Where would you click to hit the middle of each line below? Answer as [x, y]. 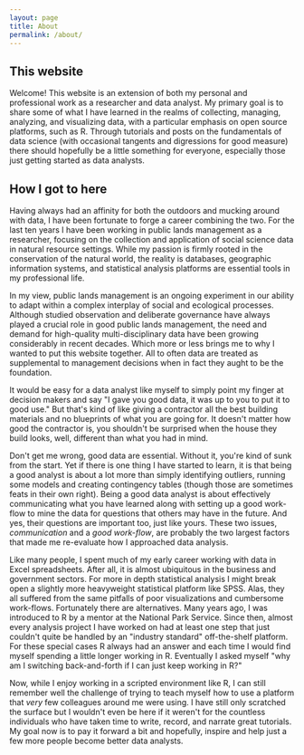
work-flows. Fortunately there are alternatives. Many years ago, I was [139, 608]
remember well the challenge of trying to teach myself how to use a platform [152, 693]
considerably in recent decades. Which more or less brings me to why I [142, 344]
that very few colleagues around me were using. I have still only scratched [148, 702]
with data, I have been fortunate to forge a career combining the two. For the [152, 220]
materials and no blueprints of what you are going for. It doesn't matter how [150, 419]
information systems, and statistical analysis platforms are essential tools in [150, 268]
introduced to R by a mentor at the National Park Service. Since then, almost [151, 617]
